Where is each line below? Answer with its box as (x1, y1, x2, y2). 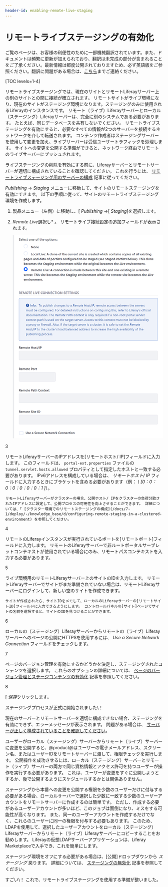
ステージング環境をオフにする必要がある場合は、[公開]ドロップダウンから (5, 853, 157, 859)
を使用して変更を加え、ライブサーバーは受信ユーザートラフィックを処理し (5, 138, 158, 145)
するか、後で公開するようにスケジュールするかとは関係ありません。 (5, 776, 145, 782)
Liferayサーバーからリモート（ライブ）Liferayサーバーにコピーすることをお (5, 830, 160, 836)
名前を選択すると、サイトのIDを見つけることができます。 (12, 609, 113, 614)
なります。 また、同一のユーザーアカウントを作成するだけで (26, 811, 150, 818)
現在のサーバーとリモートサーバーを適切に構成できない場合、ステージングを (5, 715, 163, 721)
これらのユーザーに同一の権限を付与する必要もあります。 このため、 (13, 818, 155, 824)
